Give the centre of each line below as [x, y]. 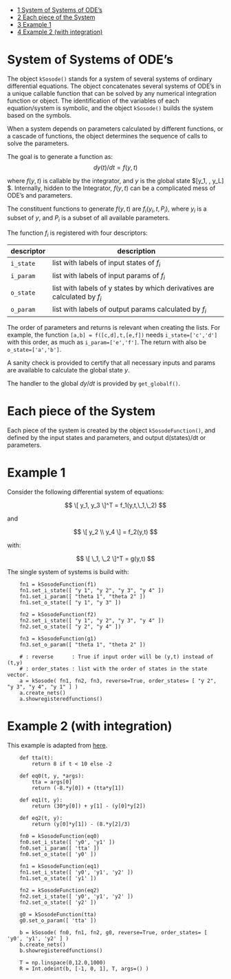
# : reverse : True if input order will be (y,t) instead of [117, 657]
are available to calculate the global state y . [68, 370]
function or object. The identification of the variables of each [93, 101]
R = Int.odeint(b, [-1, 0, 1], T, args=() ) [84, 969]
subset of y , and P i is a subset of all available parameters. [89, 218]
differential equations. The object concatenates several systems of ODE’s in [114, 86]
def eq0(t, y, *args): [52, 776]
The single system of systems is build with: [68, 571]
